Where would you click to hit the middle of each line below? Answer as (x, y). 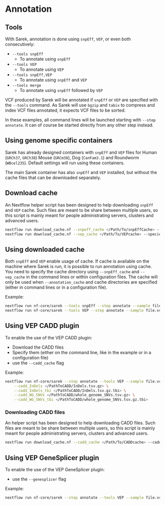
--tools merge (27, 86)
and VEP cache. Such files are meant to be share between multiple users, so (82, 210)
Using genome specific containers (59, 140)
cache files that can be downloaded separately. (53, 178)
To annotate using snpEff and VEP (53, 80)
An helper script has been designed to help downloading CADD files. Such (80, 423)
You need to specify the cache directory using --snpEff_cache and (72, 272)
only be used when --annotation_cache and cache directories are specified (81, 282)
